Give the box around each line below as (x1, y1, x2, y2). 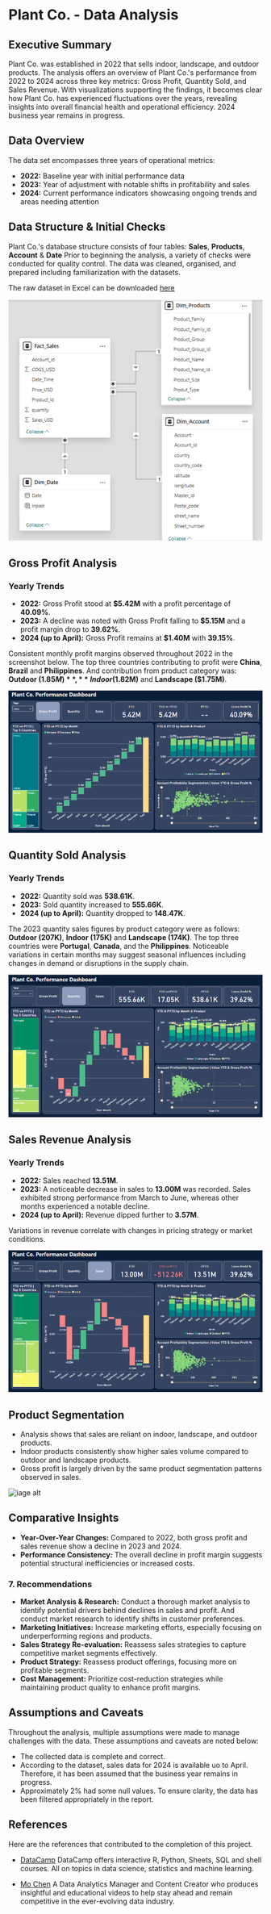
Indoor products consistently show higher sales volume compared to (19, 1446, 248, 1456)
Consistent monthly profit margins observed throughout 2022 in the (8, 649, 234, 658)
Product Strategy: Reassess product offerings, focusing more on (19, 1657, 237, 1667)
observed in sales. (19, 1472, 81, 1481)
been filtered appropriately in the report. (19, 1794, 154, 1804)
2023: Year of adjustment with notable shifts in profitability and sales (19, 179, 250, 189)
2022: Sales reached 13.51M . (19, 1176, 119, 1185)
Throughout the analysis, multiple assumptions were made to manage (8, 1727, 240, 1736)
